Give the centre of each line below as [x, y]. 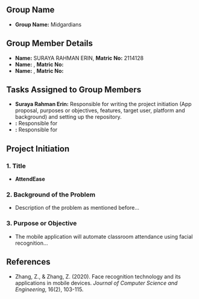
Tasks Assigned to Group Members [74, 90]
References [28, 262]
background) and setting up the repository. [68, 117]
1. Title [16, 166]
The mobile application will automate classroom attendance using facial [104, 236]
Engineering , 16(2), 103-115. [49, 289]
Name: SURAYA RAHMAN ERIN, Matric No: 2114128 [79, 58]
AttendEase [30, 179]
